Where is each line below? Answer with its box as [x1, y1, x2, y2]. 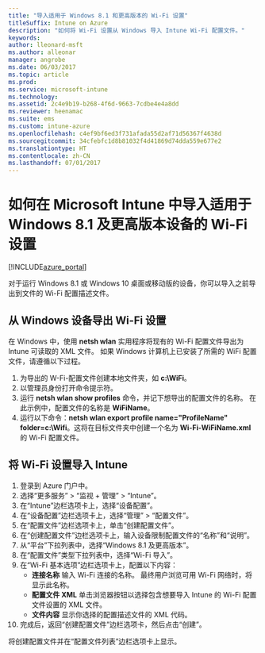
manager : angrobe [8, 56, 66, 64]
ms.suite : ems [8, 115, 56, 123]
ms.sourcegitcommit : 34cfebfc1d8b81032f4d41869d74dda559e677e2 [8, 136, 222, 145]
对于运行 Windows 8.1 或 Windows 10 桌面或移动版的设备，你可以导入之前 [8, 278, 250, 288]
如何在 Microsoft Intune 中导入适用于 [8, 196, 252, 214]
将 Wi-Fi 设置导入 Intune [8, 458, 129, 472]
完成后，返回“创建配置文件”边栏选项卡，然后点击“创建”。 [19, 620, 206, 629]
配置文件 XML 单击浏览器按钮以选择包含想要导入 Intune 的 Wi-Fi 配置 [31, 590, 257, 599]
